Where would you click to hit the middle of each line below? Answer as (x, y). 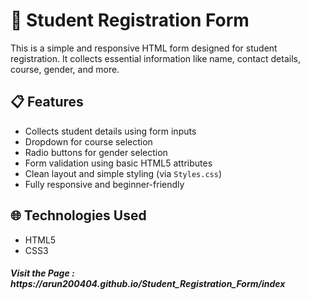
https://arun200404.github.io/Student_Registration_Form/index (148, 284)
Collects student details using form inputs (110, 131)
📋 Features (47, 102)
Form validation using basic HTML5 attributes (118, 163)
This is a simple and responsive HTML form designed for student (144, 48)
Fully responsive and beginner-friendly (104, 184)
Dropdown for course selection (88, 141)
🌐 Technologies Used (78, 215)
